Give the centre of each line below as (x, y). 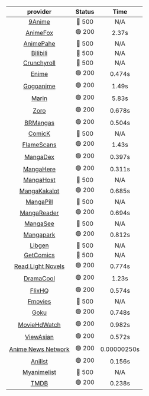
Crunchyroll (40, 63)
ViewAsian (39, 337)
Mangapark (39, 235)
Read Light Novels (39, 266)
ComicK (40, 134)
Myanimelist (39, 372)
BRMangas (40, 123)
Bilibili (39, 53)
